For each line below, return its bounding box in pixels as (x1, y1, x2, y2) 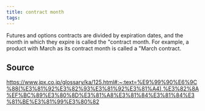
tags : (6, 15, 20, 21)
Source (6, 62, 35, 72)
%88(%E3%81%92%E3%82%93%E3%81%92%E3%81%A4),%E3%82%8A (6, 85, 199, 93)
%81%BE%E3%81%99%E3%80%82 (6, 98, 100, 105)
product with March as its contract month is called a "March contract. (6, 44, 182, 52)
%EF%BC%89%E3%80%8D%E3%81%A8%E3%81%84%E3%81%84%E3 (6, 91, 195, 99)
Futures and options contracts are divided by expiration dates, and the (6, 31, 184, 39)
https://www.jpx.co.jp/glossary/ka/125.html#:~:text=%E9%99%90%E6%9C (6, 78, 198, 86)
